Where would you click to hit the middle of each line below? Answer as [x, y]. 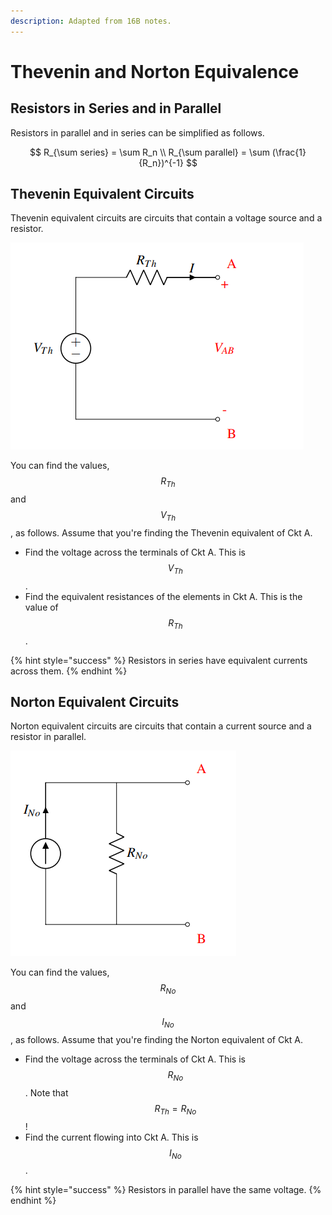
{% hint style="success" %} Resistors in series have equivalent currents [159, 660]
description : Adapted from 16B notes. [91, 21]
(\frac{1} [289, 152]
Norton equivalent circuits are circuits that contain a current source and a [161, 726]
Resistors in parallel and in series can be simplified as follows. [137, 132]
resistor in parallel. [48, 737]
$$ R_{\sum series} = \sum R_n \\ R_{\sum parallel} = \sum [149, 152]
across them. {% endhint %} [69, 671]
